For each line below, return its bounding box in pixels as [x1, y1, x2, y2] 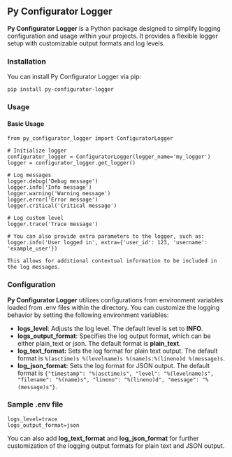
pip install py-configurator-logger [7, 86, 114, 93]
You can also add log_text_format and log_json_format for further [7, 434, 199, 442]
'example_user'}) [7, 245, 58, 253]
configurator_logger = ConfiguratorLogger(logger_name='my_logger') [7, 153, 211, 160]
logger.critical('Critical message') [7, 202, 117, 209]
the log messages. [7, 264, 61, 271]
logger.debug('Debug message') [7, 178, 99, 185]
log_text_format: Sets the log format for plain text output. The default [17, 346, 218, 355]
